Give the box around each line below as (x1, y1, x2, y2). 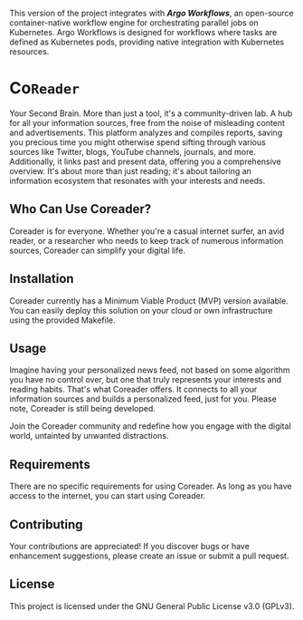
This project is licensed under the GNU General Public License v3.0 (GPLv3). (9, 600, 295, 611)
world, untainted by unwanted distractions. (9, 431, 169, 441)
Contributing (9, 517, 83, 532)
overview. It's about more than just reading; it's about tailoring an (9, 165, 251, 176)
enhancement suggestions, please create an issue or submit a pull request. (9, 550, 289, 561)
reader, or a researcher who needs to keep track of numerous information (9, 235, 284, 246)
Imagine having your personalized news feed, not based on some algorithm (9, 364, 290, 375)
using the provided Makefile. (9, 315, 116, 325)
